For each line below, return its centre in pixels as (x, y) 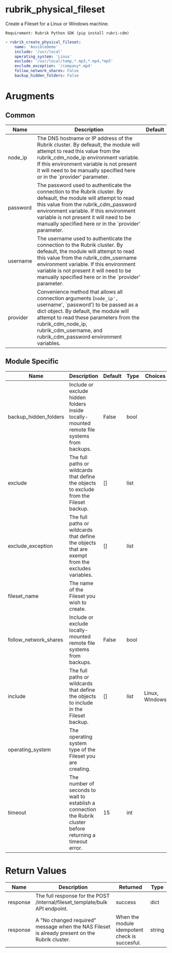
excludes (80, 568)
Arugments (30, 96)
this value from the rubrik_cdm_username (87, 258)
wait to (77, 796)
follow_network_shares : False (47, 71)
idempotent (130, 930)
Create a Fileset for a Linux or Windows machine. (57, 24)
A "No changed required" (66, 920)
